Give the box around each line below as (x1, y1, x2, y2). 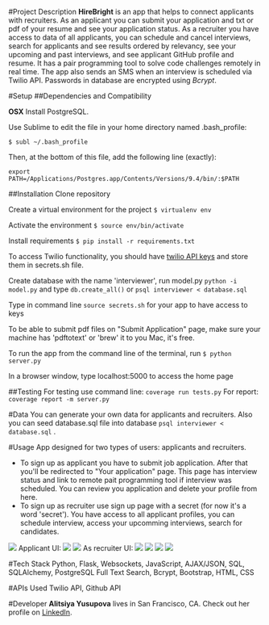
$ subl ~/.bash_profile (8, 138, 89, 146)
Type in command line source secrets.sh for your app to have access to (8, 300, 248, 309)
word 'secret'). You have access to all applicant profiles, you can (19, 510, 235, 519)
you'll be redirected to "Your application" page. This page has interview (19, 467, 258, 476)
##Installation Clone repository (8, 189, 111, 199)
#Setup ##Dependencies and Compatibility (8, 91, 151, 100)
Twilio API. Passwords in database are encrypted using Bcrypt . (8, 76, 217, 85)
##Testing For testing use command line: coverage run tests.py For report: (8, 387, 259, 396)
